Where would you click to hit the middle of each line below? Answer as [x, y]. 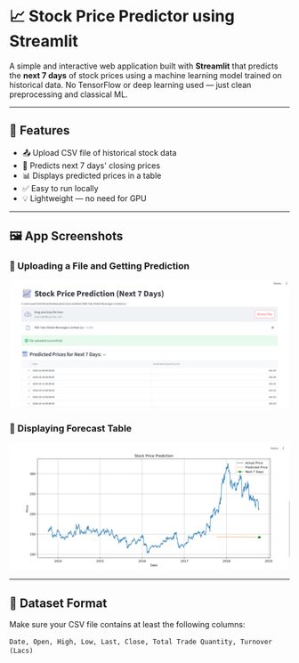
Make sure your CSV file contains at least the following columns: [127, 625]
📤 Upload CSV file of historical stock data [99, 152]
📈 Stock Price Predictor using [122, 16]
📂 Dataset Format [58, 603]
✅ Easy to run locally [61, 188]
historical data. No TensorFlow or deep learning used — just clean [130, 85]
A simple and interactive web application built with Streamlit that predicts [144, 66]
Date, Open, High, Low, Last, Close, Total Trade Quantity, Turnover [141, 642]
